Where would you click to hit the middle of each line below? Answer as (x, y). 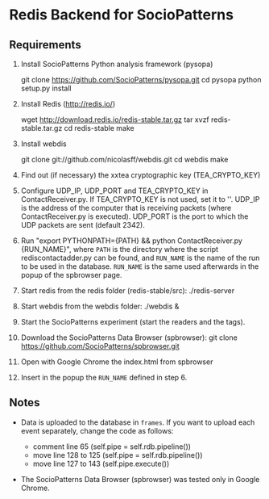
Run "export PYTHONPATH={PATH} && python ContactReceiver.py (131, 241)
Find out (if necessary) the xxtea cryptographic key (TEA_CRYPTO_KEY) (141, 175)
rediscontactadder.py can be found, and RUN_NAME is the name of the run (140, 258)
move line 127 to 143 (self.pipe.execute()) (101, 463)
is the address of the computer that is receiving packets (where (126, 208)
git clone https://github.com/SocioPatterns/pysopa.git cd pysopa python (141, 80)
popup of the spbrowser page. (71, 275)
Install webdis (43, 144)
